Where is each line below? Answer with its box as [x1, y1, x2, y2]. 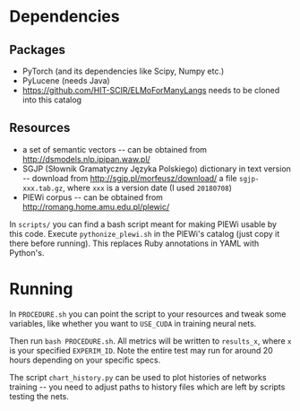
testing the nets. [9, 390, 70, 401]
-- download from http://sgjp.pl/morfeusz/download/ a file [21, 172, 237, 183]
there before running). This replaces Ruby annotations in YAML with [9, 238, 260, 249]
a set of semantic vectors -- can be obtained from [21, 144, 208, 154]
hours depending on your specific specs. [9, 354, 161, 365]
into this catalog [21, 94, 82, 105]
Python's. [9, 247, 45, 258]
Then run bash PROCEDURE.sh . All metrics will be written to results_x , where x [9, 335, 292, 346]
